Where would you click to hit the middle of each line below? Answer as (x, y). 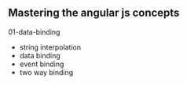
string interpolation (50, 47)
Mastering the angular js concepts (94, 13)
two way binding (46, 72)
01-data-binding (34, 31)
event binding (42, 64)
